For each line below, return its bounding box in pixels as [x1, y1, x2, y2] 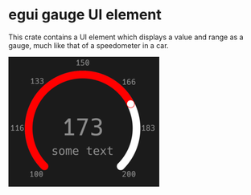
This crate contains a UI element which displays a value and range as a [8, 32, 244, 42]
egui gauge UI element [8, 6, 163, 24]
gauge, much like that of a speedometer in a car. [8, 40, 169, 50]
